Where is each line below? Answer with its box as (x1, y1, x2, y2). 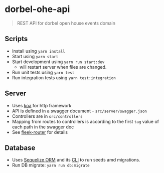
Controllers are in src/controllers (12, 113, 83, 119)
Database (5, 143, 36, 152)
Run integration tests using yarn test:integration (12, 74, 116, 81)
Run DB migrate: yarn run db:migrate (12, 162, 90, 168)
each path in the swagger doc (12, 124, 74, 130)
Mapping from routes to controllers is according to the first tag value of (12, 118, 159, 124)
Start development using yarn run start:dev (12, 59, 105, 65)
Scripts (5, 35, 28, 43)
